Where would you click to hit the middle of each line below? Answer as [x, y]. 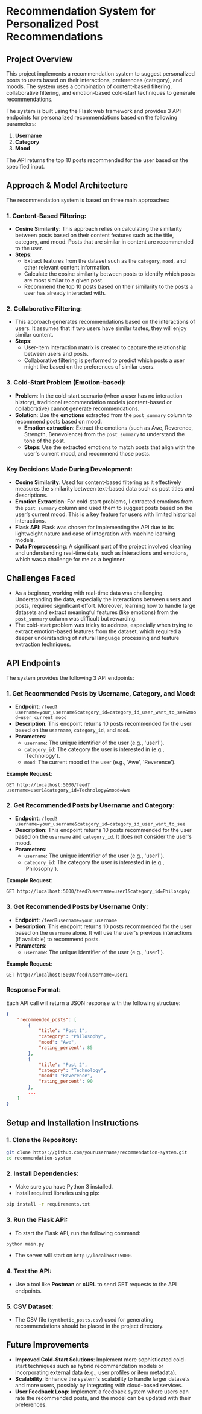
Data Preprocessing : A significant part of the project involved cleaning [103, 546]
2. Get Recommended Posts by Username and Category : [90, 805]
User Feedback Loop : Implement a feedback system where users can [102, 1392]
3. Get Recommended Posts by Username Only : [77, 906]
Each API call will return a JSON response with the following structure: [93, 1003]
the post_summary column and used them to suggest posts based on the [104, 508]
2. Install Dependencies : [43, 1173]
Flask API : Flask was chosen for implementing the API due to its [94, 527]
